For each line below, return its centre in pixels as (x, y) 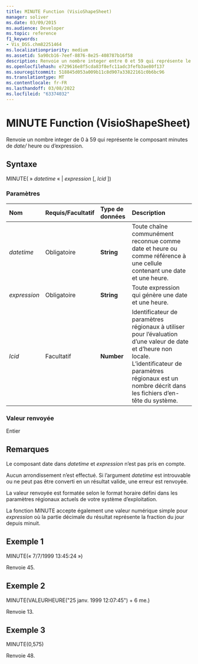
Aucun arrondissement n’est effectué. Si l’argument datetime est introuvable (98, 475)
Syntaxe (22, 164)
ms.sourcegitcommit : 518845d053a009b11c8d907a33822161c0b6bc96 (85, 72)
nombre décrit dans (159, 385)
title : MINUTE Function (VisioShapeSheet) (59, 12)
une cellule (147, 263)
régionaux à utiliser (158, 326)
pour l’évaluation (155, 334)
